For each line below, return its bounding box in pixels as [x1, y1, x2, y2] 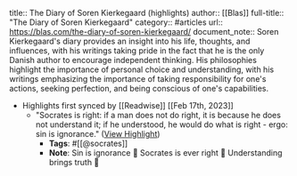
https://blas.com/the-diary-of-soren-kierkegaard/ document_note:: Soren [9, 27, 279, 36]
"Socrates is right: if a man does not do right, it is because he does [35, 110, 281, 120]
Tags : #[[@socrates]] [48, 138, 128, 148]
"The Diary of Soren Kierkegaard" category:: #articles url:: [9, 17, 223, 28]
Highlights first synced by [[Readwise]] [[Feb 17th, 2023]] [21, 100, 234, 110]
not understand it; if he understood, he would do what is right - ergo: [35, 119, 288, 130]
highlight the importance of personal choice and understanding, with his [9, 64, 275, 75]
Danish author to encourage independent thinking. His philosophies [9, 55, 257, 65]
